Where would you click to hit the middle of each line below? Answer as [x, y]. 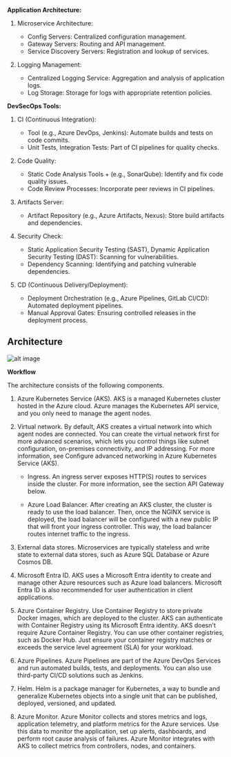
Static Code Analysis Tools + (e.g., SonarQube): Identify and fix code [125, 174]
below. [37, 491]
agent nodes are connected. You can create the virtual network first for [118, 434]
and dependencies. [55, 223]
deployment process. [58, 320]
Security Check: [40, 236]
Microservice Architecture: [55, 23]
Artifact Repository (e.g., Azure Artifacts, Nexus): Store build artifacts [126, 215]
